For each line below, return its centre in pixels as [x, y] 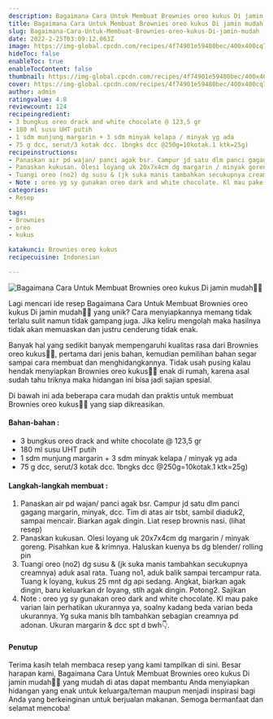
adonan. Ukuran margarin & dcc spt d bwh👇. [95, 625]
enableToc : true [36, 62]
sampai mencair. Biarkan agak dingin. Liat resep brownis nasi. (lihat [133, 521]
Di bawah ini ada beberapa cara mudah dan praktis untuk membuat [121, 395]
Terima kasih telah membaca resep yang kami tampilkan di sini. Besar [125, 665]
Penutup [23, 647]
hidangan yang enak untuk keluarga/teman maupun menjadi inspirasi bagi [132, 691]
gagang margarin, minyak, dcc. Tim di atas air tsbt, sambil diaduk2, [132, 512]
